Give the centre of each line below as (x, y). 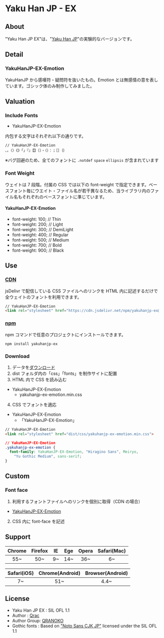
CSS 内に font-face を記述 (38, 521)
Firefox (40, 550)
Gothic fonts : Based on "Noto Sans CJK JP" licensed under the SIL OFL (84, 626)
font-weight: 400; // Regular (40, 235)
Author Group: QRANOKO (38, 621)
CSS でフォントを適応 (34, 404)
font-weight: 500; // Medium (41, 240)
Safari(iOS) (21, 573)
